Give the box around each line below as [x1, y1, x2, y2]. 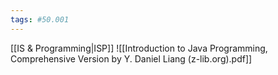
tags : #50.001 [10, 14, 70, 25]
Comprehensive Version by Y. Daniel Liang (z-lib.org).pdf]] [10, 52, 253, 65]
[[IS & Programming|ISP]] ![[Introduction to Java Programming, [10, 42, 268, 54]
